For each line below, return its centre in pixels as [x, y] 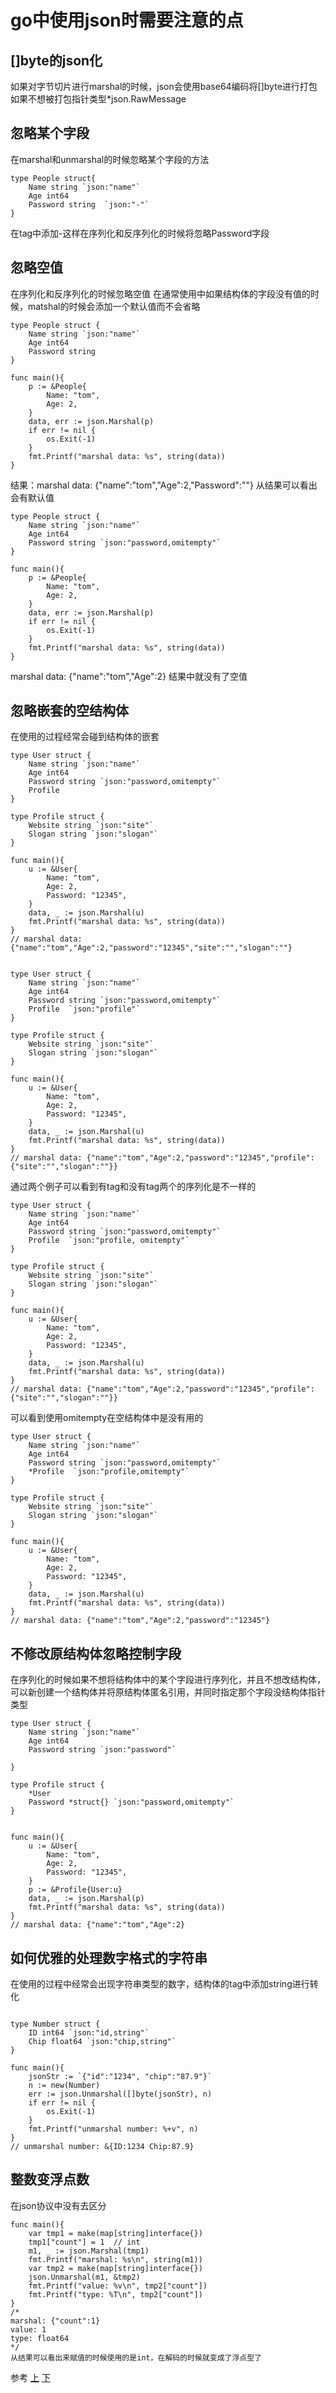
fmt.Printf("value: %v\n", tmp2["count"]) [118, 2286]
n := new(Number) [64, 2086]
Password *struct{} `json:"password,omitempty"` [131, 1802]
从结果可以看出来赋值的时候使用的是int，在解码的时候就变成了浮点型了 [136, 2357]
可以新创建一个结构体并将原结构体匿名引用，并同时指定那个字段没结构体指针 [168, 1692]
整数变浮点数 [50, 2179]
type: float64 [40, 2338]
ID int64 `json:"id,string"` [89, 2033]
